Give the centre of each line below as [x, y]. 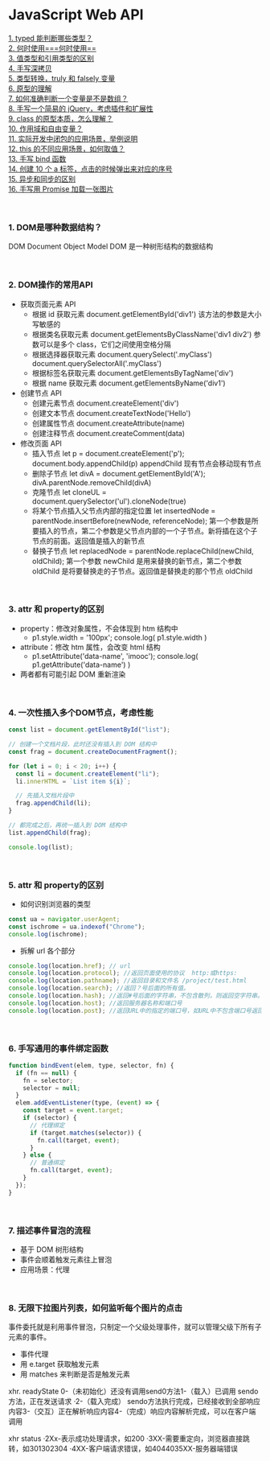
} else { [37, 1155]
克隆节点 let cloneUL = [69, 492]
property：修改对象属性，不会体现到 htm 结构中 [99, 628]
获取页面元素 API [48, 304]
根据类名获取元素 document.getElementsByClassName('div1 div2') [142, 334]
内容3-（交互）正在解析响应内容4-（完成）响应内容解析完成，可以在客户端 [132, 1412]
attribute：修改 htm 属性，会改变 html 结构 [90, 647]
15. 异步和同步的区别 [42, 179]
